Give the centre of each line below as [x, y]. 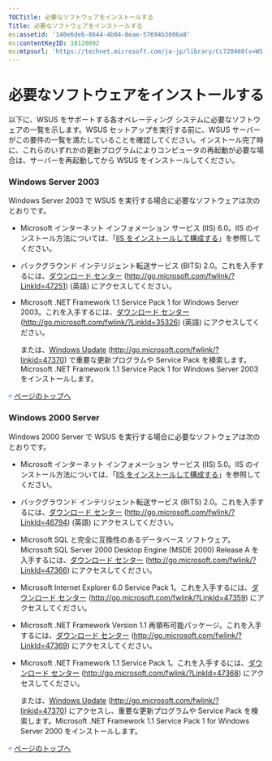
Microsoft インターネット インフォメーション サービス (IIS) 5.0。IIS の [136, 464]
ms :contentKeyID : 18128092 [54, 43]
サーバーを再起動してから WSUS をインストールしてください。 [134, 161]
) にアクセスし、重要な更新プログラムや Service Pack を [158, 710]
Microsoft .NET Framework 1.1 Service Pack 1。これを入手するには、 [134, 662]
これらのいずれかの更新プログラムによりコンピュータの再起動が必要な [140, 150]
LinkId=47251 [43, 286]
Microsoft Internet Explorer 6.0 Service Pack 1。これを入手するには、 [136, 587]
